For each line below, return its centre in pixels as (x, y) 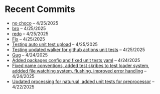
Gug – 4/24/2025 (30, 55)
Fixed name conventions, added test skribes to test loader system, (81, 65)
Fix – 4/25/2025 (29, 39)
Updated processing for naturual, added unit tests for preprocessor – (83, 81)
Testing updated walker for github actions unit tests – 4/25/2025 (78, 49)
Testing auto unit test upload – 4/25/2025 (55, 44)
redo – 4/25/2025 (30, 33)
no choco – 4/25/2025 (35, 23)
